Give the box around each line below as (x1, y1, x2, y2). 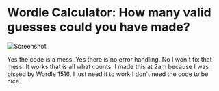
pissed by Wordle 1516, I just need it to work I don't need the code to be (7, 70, 209, 78)
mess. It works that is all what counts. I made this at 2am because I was (7, 62, 209, 70)
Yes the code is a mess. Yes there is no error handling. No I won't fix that (7, 55, 212, 63)
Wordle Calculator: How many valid (7, 5, 211, 21)
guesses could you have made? (7, 19, 190, 35)
